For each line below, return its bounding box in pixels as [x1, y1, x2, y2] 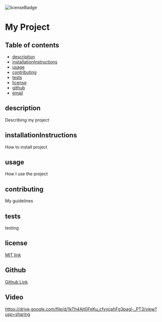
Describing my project [5, 117, 49, 123]
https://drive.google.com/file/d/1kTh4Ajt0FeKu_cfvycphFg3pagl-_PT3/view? [5, 306, 157, 312]
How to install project [5, 144, 48, 150]
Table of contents [5, 41, 59, 49]
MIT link [5, 252, 21, 258]
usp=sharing [5, 311, 31, 317]
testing [5, 225, 19, 231]
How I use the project [5, 171, 48, 177]
